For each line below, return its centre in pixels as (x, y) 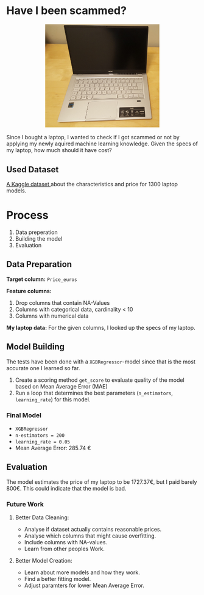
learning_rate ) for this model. (53, 399)
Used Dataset (33, 170)
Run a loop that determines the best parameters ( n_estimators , (94, 393)
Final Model (24, 415)
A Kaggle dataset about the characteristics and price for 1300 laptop (92, 184)
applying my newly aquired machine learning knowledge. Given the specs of (102, 144)
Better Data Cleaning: (42, 517)
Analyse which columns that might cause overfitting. (90, 536)
